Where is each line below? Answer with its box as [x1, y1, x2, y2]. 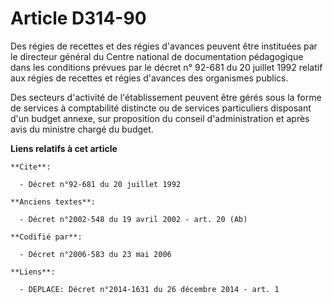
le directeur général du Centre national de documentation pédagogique [10, 50, 304, 62]
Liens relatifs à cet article [10, 142, 118, 154]
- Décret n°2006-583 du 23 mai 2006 [19, 249, 172, 259]
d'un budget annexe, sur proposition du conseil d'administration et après [10, 112, 310, 124]
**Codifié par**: [10, 232, 83, 242]
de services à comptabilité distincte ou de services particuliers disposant [10, 102, 312, 114]
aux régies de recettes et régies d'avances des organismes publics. [10, 72, 289, 84]
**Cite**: [10, 162, 52, 172]
